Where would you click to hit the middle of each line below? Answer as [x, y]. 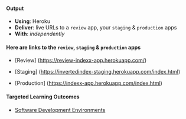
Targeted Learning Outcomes [43, 97]
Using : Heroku [32, 21]
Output [15, 8]
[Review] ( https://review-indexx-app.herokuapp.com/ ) [81, 60]
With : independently [40, 34]
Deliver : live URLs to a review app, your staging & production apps [96, 28]
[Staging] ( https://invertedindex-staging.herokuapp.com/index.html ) [97, 72]
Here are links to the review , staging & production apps [74, 47]
